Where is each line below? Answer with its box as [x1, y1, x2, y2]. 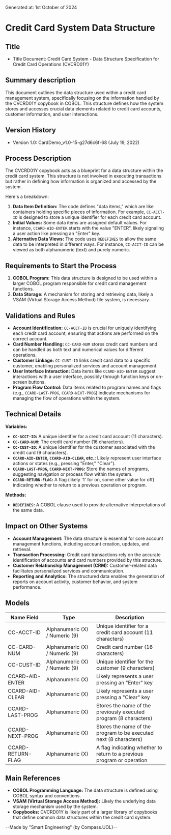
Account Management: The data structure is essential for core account [12, 535, 163, 541]
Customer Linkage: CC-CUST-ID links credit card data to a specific [12, 357, 151, 363]
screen [12, 379, 27, 385]
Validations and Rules [5, 311, 75, 320]
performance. [12, 584, 42, 590]
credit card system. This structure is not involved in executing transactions [5, 173, 162, 179]
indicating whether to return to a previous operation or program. [12, 482, 147, 488]
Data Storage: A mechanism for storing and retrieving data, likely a [12, 291, 153, 297]
